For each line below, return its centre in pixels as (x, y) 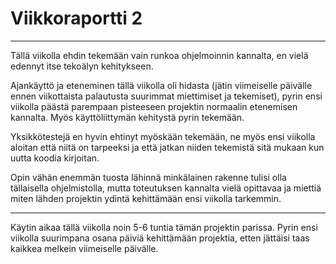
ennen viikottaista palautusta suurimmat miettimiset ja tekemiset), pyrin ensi (166, 96)
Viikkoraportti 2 (76, 18)
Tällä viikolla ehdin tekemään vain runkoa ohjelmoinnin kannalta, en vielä (159, 55)
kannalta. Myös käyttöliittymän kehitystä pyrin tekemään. (127, 117)
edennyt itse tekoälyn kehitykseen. (82, 66)
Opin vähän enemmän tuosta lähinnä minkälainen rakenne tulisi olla (148, 177)
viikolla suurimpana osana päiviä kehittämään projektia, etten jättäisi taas (160, 238)
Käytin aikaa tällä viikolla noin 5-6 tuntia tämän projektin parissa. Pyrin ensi (164, 227)
